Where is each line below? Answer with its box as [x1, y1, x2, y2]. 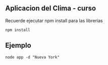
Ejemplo [5, 41, 31, 50]
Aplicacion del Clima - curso [5, 4, 96, 13]
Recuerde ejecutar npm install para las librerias [5, 17, 103, 23]
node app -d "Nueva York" [5, 54, 60, 60]
